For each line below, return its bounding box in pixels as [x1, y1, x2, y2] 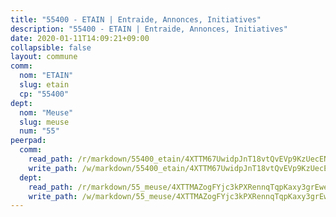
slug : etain [19, 80, 70, 90]
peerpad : [10, 136, 47, 146]
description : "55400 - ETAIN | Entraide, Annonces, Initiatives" [10, 24, 288, 34]
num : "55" [19, 126, 60, 136]
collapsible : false [10, 42, 92, 53]
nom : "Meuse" [19, 107, 74, 118]
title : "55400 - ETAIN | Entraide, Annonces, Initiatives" [10, 14, 262, 25]
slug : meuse [19, 117, 70, 127]
